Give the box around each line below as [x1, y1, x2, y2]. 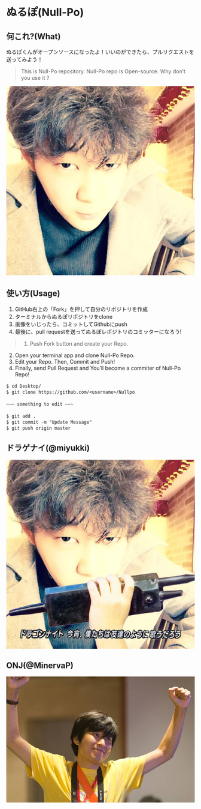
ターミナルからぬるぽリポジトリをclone [14, 313, 113, 320]
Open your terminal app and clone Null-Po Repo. [14, 352, 135, 359]
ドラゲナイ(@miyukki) [6, 443, 90, 453]
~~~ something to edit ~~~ [6, 401, 74, 407]
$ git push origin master [6, 425, 71, 431]
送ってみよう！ [6, 56, 43, 63]
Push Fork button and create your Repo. [29, 340, 129, 347]
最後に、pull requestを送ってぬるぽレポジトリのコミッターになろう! [14, 328, 182, 335]
